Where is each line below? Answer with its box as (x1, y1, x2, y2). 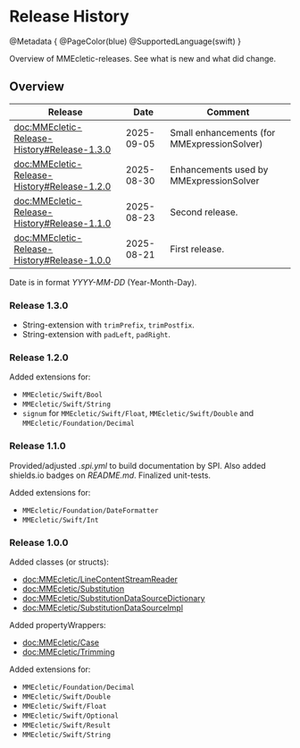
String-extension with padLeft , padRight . (21, 329, 171, 340)
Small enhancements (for (169, 126, 276, 139)
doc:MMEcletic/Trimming (21, 646, 115, 657)
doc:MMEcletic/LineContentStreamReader (21, 574, 179, 584)
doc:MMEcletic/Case (21, 637, 100, 648)
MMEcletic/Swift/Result (21, 720, 112, 730)
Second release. (169, 206, 238, 218)
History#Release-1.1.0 (13, 217, 112, 229)
